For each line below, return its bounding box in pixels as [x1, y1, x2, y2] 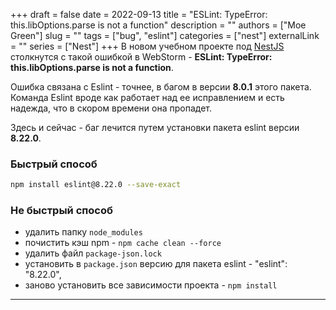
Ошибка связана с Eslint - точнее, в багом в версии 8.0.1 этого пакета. [10, 81, 312, 93]
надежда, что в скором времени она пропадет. [10, 102, 212, 114]
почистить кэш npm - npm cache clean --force [24, 237, 222, 249]
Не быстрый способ [10, 204, 113, 218]
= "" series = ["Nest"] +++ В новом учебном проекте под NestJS [10, 40, 285, 52]
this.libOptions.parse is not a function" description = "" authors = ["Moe [10, 19, 307, 31]
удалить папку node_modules [24, 226, 143, 238]
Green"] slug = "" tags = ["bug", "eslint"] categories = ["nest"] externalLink [10, 30, 320, 41]
